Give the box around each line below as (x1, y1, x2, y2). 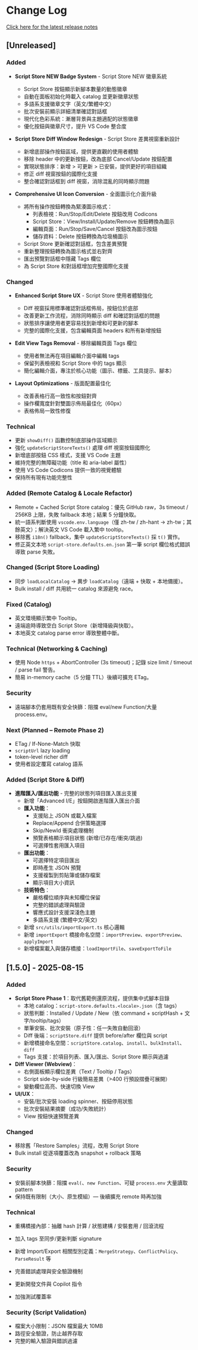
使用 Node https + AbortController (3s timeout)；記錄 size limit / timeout (14, 659, 192, 666)
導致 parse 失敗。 (14, 548, 58, 555)
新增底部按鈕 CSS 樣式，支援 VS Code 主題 (14, 452, 121, 459)
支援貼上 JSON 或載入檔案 (32, 812, 97, 819)
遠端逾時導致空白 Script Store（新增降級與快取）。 (14, 622, 137, 629)
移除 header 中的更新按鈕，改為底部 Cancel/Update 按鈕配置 (23, 155, 172, 162)
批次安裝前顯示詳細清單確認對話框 (23, 108, 108, 115)
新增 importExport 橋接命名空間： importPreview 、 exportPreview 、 (23, 931, 186, 938)
